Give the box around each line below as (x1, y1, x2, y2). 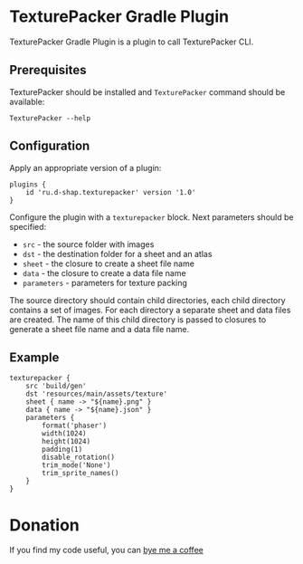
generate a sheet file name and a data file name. (9, 323, 190, 334)
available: (9, 96, 45, 107)
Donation (9, 514, 80, 535)
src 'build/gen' (25, 382, 88, 391)
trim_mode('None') (42, 461, 111, 470)
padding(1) (42, 445, 83, 454)
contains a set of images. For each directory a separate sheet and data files (9, 304, 291, 315)
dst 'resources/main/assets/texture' (25, 389, 168, 399)
